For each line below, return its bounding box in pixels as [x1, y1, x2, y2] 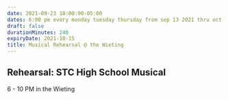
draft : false [7, 22, 45, 29]
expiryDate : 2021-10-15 [7, 35, 75, 42]
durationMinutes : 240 [7, 29, 69, 36]
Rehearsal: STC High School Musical [7, 67, 166, 78]
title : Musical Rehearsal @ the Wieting [7, 41, 125, 48]
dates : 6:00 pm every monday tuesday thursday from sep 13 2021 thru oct [7, 16, 223, 23]
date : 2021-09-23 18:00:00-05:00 [7, 10, 103, 17]
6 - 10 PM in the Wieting [7, 84, 75, 93]
